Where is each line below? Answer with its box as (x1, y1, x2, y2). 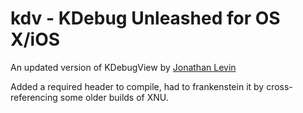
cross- (266, 80, 293, 92)
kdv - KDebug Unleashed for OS (10, 7, 281, 30)
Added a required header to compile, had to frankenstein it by (10, 80, 265, 92)
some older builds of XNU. (59, 91, 169, 103)
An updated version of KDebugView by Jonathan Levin (10, 61, 237, 73)
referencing (10, 91, 58, 103)
